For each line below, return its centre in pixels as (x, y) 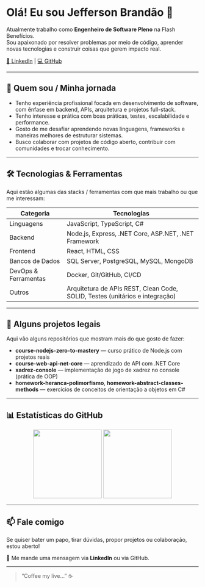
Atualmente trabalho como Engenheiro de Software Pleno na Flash (91, 29)
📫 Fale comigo (35, 522)
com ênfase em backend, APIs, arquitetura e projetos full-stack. (95, 109)
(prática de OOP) (36, 376)
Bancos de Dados (35, 261)
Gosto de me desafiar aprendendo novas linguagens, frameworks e (100, 129)
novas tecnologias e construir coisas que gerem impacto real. (84, 49)
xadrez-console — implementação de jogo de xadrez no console (97, 370)
